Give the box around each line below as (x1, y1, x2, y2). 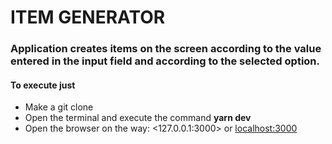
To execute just (10, 79, 76, 91)
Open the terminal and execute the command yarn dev (24, 112, 252, 124)
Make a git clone (24, 101, 94, 113)
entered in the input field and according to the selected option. (10, 54, 321, 68)
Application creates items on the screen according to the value (10, 42, 322, 56)
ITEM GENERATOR (10, 6, 166, 29)
